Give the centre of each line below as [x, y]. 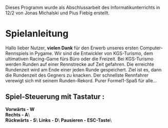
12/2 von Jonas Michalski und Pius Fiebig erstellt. [58, 13]
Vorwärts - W [20, 109]
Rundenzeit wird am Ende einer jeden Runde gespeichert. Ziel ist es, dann [83, 69]
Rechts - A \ [17, 115]
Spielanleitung [37, 34]
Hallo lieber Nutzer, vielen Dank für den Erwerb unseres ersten [72, 48]
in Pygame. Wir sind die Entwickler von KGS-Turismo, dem [91, 53]
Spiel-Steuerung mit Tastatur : [55, 97]
